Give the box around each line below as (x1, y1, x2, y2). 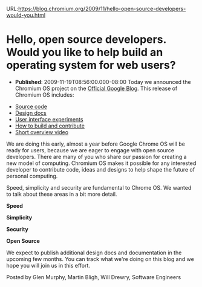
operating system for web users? (6, 59, 177, 72)
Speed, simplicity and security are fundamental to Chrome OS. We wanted (6, 184, 192, 191)
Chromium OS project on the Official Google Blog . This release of (15, 85, 178, 92)
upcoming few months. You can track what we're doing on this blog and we (6, 255, 195, 262)
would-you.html (6, 11, 46, 19)
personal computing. (6, 172, 58, 179)
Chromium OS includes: (15, 91, 74, 98)
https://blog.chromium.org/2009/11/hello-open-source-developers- (18, 5, 186, 12)
